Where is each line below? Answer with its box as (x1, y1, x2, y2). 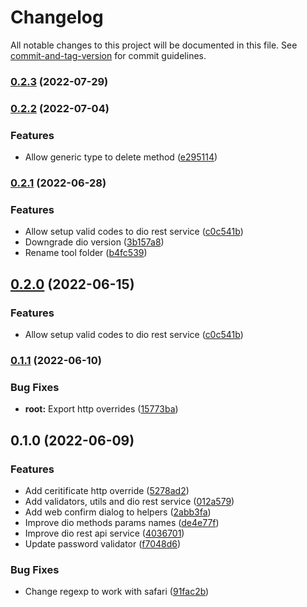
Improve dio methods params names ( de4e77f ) (24, 516, 220, 528)
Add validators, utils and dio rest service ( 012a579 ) (24, 495, 235, 507)
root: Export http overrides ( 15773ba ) (24, 403, 179, 415)
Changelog (10, 6, 104, 29)
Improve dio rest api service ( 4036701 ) (24, 527, 185, 539)
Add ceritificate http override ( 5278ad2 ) (24, 484, 190, 496)
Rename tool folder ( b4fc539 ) (24, 247, 148, 259)
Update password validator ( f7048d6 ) (24, 537, 182, 550)
